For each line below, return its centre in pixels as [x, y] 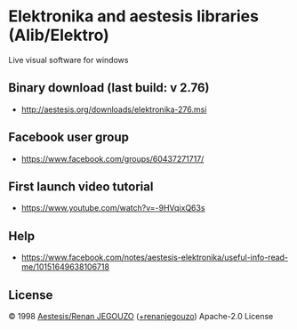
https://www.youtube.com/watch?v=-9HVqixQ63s [113, 208]
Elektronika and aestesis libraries [134, 16]
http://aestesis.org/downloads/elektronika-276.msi [114, 109]
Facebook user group [69, 137]
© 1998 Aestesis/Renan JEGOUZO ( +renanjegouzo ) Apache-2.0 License [141, 316]
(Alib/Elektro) [59, 35]
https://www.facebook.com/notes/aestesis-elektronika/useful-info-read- [155, 258]
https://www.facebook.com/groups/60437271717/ [112, 158]
